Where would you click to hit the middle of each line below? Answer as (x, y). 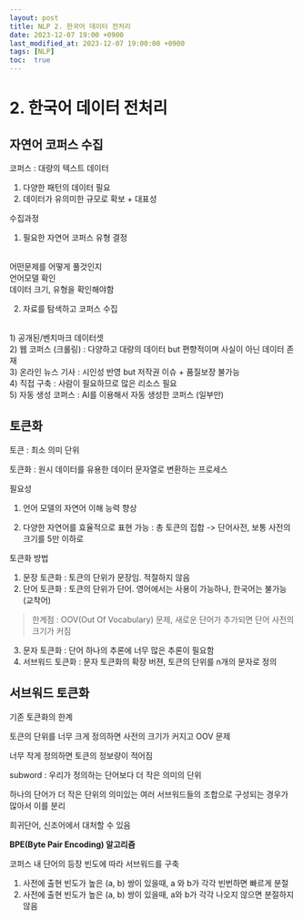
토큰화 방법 (29, 557)
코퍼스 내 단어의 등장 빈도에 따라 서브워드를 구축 (95, 864)
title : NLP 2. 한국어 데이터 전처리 (71, 26)
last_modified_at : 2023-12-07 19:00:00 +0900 (97, 43)
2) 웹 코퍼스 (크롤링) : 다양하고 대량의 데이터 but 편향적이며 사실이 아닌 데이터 (147, 349)
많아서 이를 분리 (38, 805)
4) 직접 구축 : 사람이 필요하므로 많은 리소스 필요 (93, 383)
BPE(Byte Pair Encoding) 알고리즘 (72, 844)
